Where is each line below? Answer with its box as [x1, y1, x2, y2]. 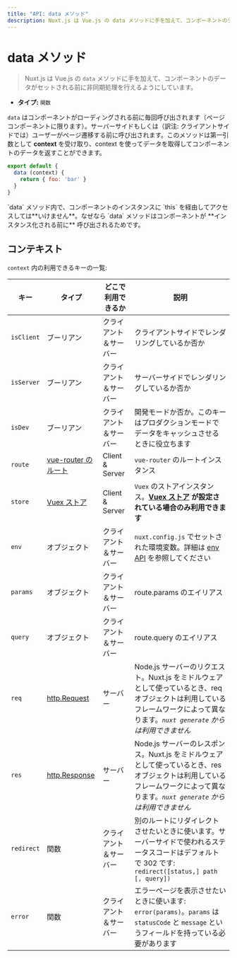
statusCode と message [134, 917, 207, 927]
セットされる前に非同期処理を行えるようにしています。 [37, 83, 197, 92]
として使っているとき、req [134, 683, 222, 693]
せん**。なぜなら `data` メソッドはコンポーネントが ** [56, 212, 214, 220]
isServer [11, 378, 40, 386]
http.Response [47, 770, 95, 780]
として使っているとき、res [134, 760, 222, 770]
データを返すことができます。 [19, 149, 106, 157]
